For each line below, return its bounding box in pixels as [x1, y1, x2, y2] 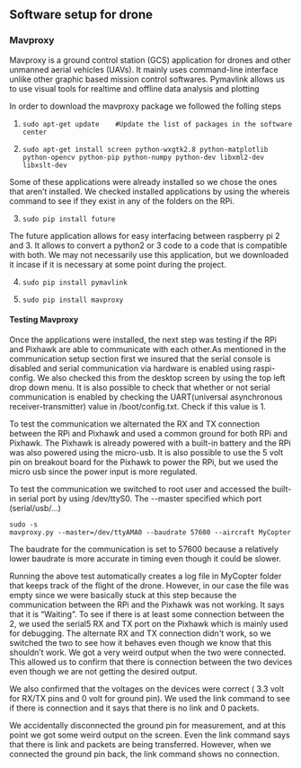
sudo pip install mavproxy [22, 296, 124, 305]
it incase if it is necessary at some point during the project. [9, 259, 226, 269]
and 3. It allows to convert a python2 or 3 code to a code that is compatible [9, 240, 288, 251]
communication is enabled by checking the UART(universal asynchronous [9, 391, 283, 402]
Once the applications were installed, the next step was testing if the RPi [9, 334, 277, 345]
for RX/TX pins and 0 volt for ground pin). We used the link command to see [9, 693, 290, 703]
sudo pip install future [22, 215, 116, 224]
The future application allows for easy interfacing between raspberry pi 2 [9, 230, 280, 241]
